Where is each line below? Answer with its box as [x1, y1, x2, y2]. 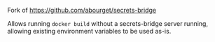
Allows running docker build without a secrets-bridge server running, [7, 20, 209, 27]
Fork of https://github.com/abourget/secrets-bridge [7, 6, 156, 14]
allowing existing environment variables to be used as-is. [7, 27, 172, 35]
